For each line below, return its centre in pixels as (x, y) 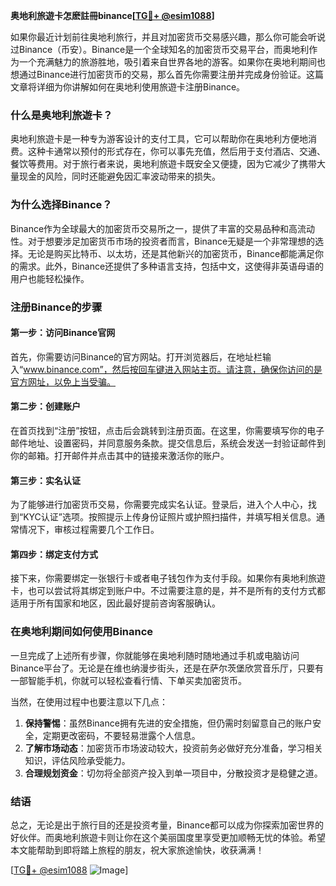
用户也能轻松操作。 (50, 278)
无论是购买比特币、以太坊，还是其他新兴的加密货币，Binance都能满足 (171, 253)
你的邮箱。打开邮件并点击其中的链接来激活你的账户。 (120, 455)
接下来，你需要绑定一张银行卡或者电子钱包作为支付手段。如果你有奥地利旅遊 (168, 578)
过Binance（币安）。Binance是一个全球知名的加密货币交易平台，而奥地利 (160, 49)
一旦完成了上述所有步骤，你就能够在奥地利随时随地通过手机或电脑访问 (155, 655)
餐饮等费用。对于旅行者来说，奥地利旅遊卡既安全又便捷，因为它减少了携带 (163, 164)
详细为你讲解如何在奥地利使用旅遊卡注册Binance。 (141, 87)
